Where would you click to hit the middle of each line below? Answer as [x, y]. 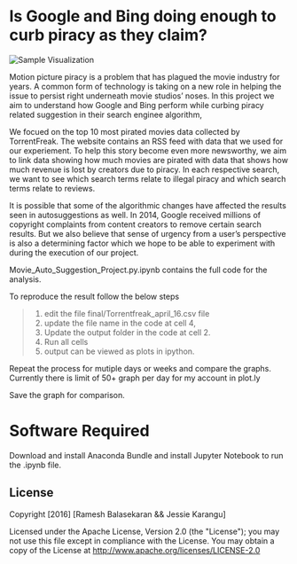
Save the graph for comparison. [67, 395]
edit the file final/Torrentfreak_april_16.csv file [127, 313]
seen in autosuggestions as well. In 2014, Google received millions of [135, 215]
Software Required [79, 431]
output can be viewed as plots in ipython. [119, 351]
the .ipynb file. [35, 465]
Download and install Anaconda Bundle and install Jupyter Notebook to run [146, 455]
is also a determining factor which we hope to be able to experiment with [142, 243]
